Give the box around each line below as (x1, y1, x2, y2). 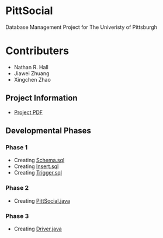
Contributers (5, 44, 70, 58)
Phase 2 (5, 184, 29, 192)
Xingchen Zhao (13, 76, 51, 83)
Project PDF (13, 109, 43, 116)
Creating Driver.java (13, 225, 62, 232)
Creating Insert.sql (13, 163, 59, 170)
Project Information (5, 93, 78, 103)
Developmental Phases (5, 126, 92, 136)
